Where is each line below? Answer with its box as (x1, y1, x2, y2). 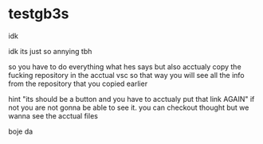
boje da (8, 126, 33, 136)
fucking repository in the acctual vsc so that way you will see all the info (8, 70, 245, 80)
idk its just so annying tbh (8, 46, 92, 56)
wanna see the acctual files (8, 111, 98, 120)
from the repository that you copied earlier (8, 79, 148, 88)
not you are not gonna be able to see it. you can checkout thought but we (8, 103, 249, 112)
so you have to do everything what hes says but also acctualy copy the (8, 61, 241, 72)
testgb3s (8, 5, 69, 23)
